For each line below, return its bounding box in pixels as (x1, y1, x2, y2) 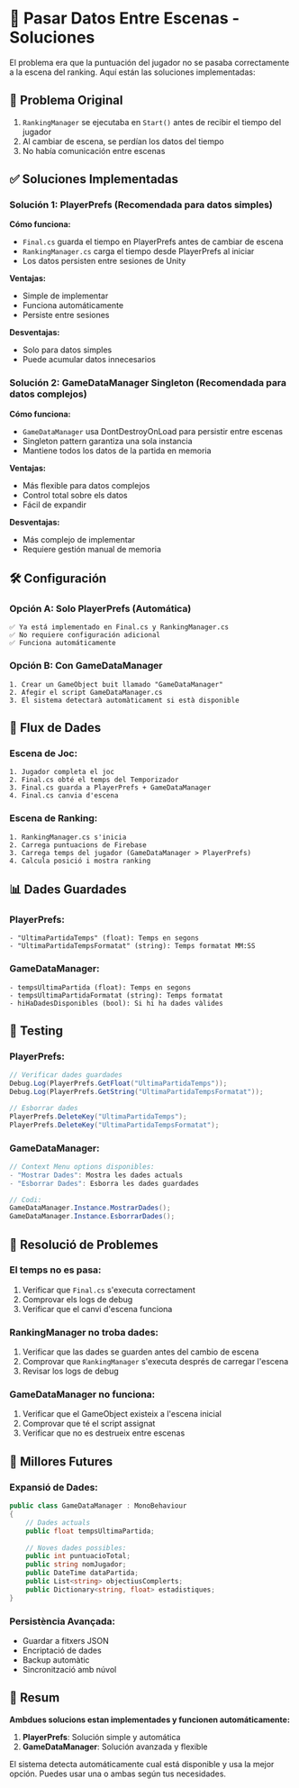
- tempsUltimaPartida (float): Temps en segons (9, 982, 192, 992)
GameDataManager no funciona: (9, 1388, 156, 1400)
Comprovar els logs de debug (22, 1293, 133, 1305)
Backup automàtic (22, 1654, 90, 1665)
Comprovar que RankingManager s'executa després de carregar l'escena (22, 1356, 289, 1367)
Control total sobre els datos (22, 489, 128, 500)
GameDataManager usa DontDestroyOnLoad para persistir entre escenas (22, 425, 284, 436)
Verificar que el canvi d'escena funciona (22, 1303, 173, 1314)
